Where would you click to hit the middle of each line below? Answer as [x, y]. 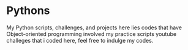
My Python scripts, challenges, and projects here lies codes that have [94, 27]
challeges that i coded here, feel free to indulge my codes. [80, 40]
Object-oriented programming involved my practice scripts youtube [91, 34]
